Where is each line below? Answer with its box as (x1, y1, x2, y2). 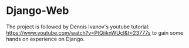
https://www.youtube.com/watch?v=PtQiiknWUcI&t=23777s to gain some (6, 29, 184, 36)
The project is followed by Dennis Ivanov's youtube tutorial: (6, 23, 150, 30)
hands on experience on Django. (6, 35, 85, 42)
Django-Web (6, 4, 69, 17)
